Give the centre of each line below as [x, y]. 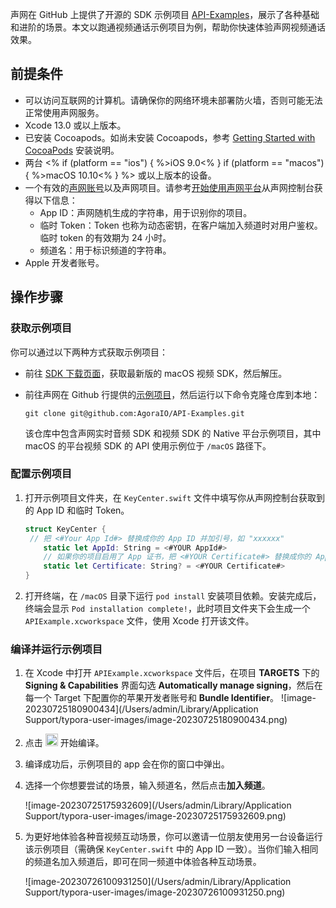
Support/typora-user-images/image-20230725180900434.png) [156, 720]
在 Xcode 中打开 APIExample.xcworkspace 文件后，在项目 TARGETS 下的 [172, 673]
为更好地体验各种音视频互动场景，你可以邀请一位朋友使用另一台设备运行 [173, 837]
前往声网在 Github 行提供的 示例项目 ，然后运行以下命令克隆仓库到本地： [172, 394]
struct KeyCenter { [65, 529]
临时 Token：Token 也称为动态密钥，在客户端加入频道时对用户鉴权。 [181, 225]
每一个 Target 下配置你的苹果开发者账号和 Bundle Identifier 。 [152, 698]
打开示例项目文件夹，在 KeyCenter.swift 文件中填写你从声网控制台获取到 [175, 497]
